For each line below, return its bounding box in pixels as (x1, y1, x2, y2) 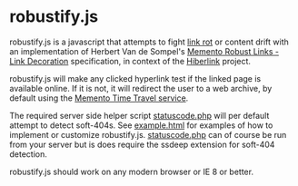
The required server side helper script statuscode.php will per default (9, 110, 270, 121)
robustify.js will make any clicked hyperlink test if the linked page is (9, 73, 262, 83)
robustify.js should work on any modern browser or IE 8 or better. (9, 166, 254, 177)
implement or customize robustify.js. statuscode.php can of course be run (9, 129, 287, 140)
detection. (9, 148, 48, 160)
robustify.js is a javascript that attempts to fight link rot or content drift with (9, 36, 289, 47)
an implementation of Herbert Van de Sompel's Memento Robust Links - (9, 45, 280, 56)
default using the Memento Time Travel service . (9, 93, 189, 103)
